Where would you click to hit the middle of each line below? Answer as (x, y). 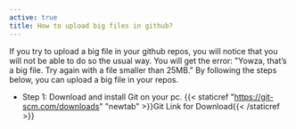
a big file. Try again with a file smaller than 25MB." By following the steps (143, 70)
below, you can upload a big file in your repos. (94, 79)
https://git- (254, 97)
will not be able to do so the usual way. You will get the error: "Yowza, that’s (148, 60)
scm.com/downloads (61, 106)
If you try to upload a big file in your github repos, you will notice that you (144, 51)
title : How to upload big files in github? (91, 26)
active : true (33, 17)
